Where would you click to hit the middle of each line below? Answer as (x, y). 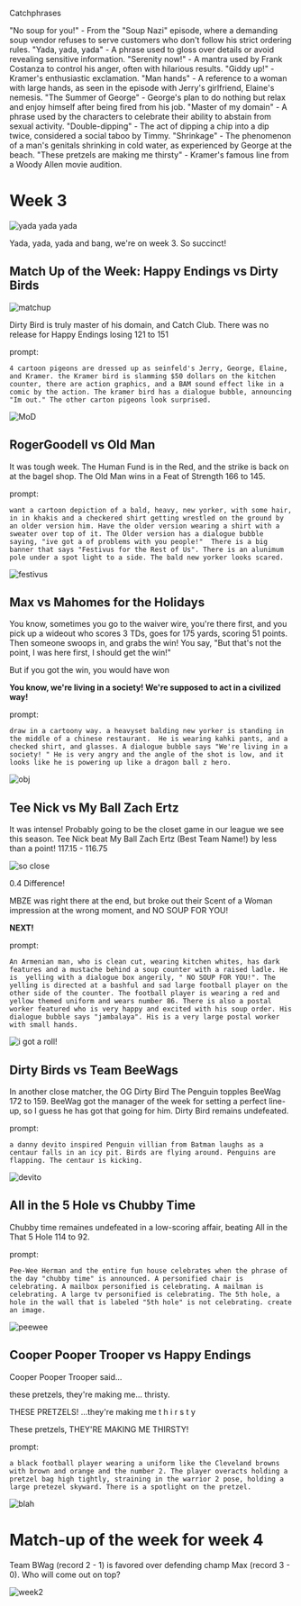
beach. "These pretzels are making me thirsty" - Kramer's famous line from (149, 155)
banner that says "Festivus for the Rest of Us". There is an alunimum (146, 549)
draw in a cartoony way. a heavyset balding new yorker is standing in (146, 731)
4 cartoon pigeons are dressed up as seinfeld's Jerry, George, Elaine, (149, 368)
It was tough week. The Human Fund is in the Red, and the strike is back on (149, 467)
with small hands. (44, 1025)
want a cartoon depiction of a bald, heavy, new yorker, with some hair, (151, 510)
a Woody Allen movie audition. (66, 164)
